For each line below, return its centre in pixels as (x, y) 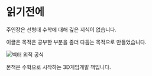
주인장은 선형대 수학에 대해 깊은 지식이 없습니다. (62, 29)
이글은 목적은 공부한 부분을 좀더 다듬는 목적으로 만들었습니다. (76, 42)
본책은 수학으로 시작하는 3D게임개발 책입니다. (59, 67)
